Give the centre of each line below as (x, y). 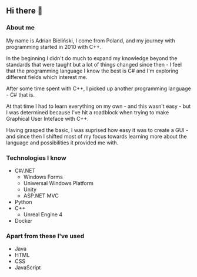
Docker (24, 220)
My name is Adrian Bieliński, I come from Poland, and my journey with (91, 40)
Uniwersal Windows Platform (59, 183)
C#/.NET (25, 170)
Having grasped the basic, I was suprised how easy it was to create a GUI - (97, 130)
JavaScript (28, 268)
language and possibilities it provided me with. (62, 143)
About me (21, 28)
